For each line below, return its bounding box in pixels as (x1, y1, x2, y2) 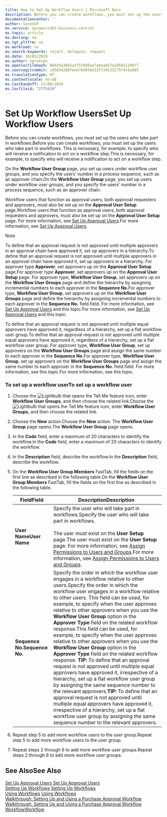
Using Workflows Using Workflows (5, 790, 77, 797)
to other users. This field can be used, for (53, 594, 150, 601)
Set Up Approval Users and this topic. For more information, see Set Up (5, 306, 150, 312)
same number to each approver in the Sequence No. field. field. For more (5, 364, 155, 370)
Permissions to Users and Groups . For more (53, 548, 154, 555)
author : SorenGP (5, 21, 39, 26)
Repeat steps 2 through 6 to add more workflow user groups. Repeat (12, 747, 153, 753)
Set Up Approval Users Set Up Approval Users (5, 780, 100, 786)
